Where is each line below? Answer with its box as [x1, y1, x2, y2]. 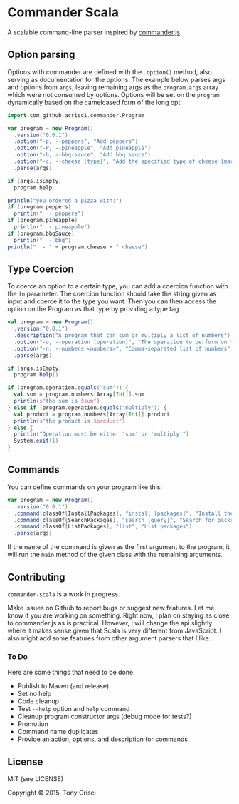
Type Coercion [7, 263, 75, 275]
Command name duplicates [17, 728, 99, 736]
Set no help [17, 690, 52, 698]
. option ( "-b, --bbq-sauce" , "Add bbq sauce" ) [14, 151, 152, 159]
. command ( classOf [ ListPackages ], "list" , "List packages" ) [14, 523, 193, 531]
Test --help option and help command [17, 705, 130, 713]
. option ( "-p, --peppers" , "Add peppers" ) [14, 138, 139, 145]
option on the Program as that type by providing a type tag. [7, 305, 181, 313]
